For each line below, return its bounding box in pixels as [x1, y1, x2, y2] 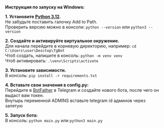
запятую [5, 103, 23, 108]
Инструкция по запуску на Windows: [5, 4, 85, 10]
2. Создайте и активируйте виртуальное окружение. [5, 38, 119, 44]
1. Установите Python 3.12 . [5, 14, 61, 19]
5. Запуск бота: [5, 112, 38, 118]
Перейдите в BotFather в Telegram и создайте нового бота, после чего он [5, 87, 159, 93]
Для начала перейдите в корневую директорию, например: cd [5, 43, 137, 49]
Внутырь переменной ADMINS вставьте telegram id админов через [5, 98, 146, 103]
